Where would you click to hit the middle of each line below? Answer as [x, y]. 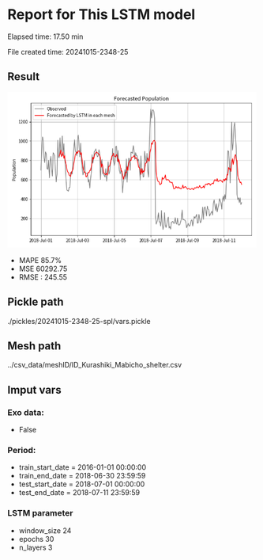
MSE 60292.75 [43, 269]
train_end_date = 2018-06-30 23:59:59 [82, 476]
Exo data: [26, 412]
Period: [22, 450]
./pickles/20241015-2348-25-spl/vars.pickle [79, 321]
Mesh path [34, 346]
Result [24, 77]
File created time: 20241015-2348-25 [68, 51]
